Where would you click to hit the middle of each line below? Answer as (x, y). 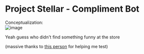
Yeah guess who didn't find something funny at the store (63, 37)
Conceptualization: (24, 22)
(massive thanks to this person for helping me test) (57, 46)
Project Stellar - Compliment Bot (72, 9)
